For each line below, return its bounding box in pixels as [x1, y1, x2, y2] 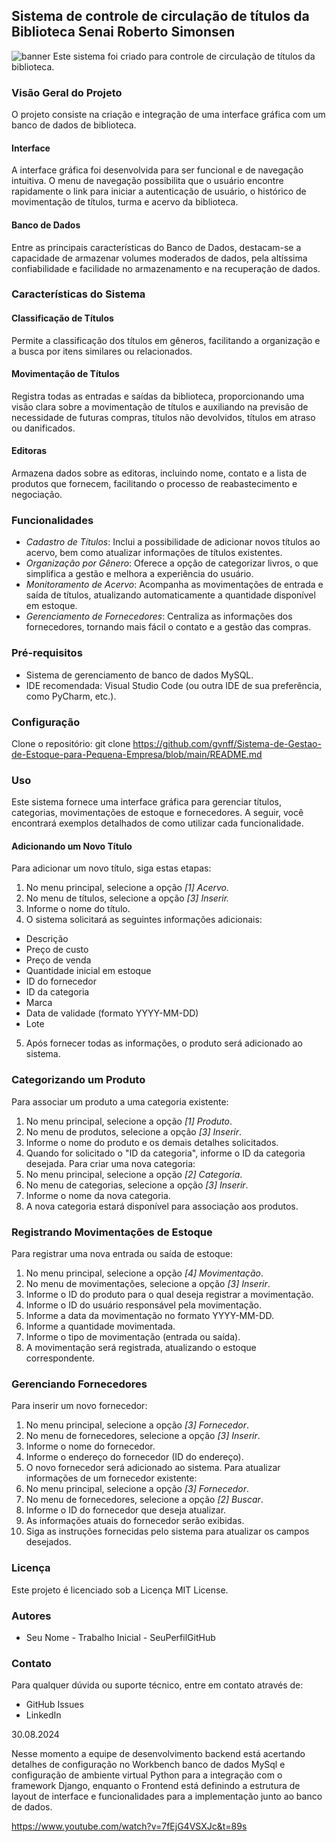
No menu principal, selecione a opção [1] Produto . [25, 1115, 233, 1127]
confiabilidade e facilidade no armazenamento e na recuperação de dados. [11, 262, 321, 274]
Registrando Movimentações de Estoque [11, 1225, 213, 1239]
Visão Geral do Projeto [11, 85, 123, 99]
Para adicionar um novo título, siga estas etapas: [11, 862, 212, 874]
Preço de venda [25, 954, 92, 966]
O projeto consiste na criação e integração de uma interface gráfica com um [11, 109, 326, 121]
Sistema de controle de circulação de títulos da [11, 8, 310, 25]
